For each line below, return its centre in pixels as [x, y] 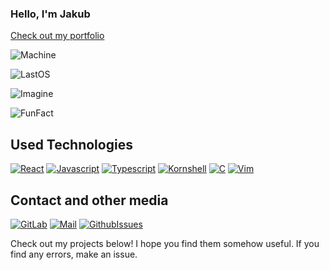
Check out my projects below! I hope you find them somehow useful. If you [165, 243]
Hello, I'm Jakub [50, 14]
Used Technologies [71, 144]
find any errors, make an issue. [74, 254]
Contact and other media [89, 200]
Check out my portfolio [57, 36]
